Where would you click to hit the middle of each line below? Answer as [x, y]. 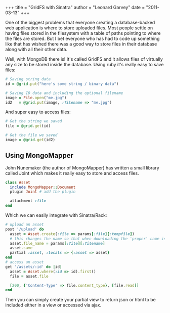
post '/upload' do [25, 229]
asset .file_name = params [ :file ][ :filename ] [57, 243]
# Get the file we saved [31, 135]
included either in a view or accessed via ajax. [53, 305]
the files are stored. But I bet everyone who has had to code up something [82, 38]
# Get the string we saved [34, 121]
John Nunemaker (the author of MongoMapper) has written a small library [82, 168]
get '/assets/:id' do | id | [34, 267]
